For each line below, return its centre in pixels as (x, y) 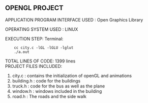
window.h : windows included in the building (57, 91)
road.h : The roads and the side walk (49, 96)
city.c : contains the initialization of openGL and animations (72, 76)
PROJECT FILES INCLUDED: (34, 66)
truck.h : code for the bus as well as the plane (59, 86)
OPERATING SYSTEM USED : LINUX (42, 29)
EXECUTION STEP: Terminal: (34, 39)
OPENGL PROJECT (34, 8)
